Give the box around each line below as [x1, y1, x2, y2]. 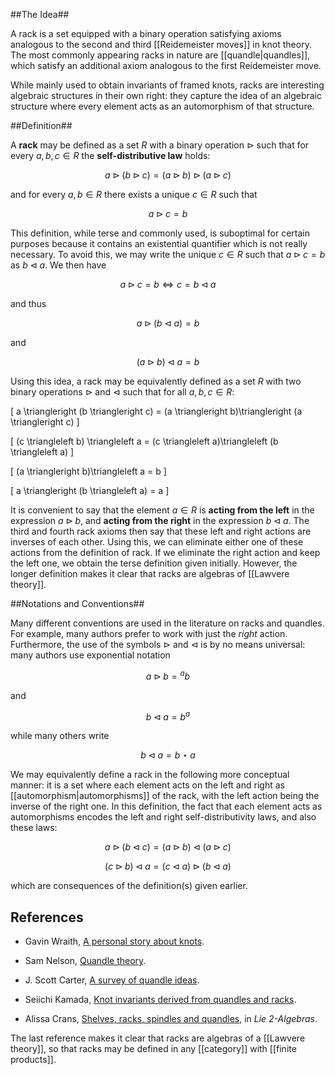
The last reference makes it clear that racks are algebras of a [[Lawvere [10, 1032, 306, 1044]
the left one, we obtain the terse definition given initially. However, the [10, 557, 298, 569]
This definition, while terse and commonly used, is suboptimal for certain [10, 227, 311, 239]
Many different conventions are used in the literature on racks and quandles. [10, 617, 325, 629]
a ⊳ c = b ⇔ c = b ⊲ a [119, 279, 217, 290]
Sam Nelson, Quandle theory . [24, 955, 147, 967]
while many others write [10, 730, 110, 742]
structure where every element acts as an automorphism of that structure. [10, 100, 315, 112]
